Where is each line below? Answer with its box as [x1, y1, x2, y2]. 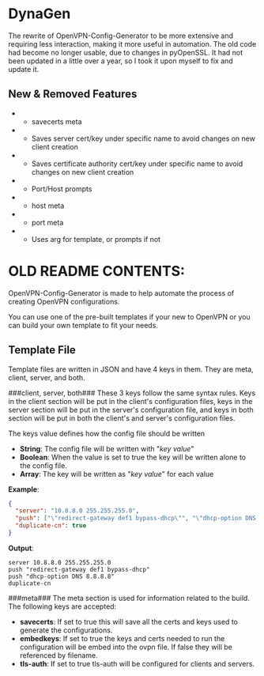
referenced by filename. [19, 650, 98, 660]
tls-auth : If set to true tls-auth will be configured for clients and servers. [19, 659, 255, 668]
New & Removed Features [8, 88, 138, 101]
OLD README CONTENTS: [8, 262, 186, 280]
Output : [8, 543, 34, 553]
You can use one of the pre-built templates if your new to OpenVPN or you [8, 312, 251, 321]
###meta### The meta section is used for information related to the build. [8, 593, 251, 602]
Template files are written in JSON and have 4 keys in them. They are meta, [8, 364, 255, 374]
